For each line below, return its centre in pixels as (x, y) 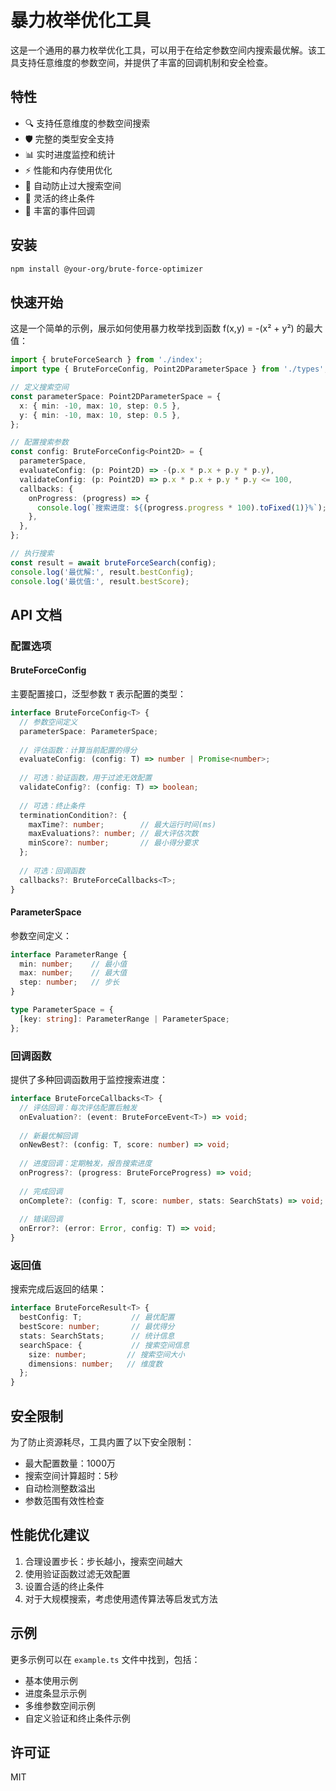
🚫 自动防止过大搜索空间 (73, 185)
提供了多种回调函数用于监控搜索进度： (89, 1080)
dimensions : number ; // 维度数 (95, 1364)
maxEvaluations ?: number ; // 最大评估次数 (113, 834)
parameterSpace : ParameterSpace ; (89, 731)
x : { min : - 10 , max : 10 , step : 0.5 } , (100, 406)
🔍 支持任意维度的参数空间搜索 (87, 123)
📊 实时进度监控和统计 (70, 154)
